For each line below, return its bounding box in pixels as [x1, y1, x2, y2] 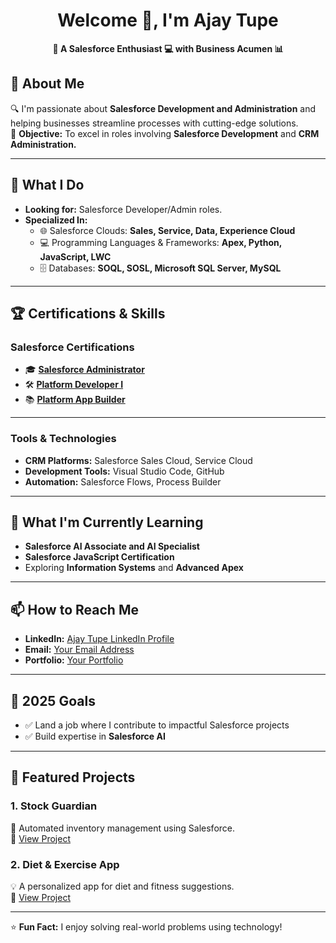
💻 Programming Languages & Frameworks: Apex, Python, [39, 236, 282, 248]
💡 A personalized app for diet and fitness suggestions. [10, 880, 235, 892]
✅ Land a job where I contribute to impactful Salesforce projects [24, 719, 290, 731]
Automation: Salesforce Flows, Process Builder [24, 475, 222, 488]
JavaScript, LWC [39, 250, 112, 263]
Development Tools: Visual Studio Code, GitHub [24, 465, 225, 477]
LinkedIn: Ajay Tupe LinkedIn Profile [24, 633, 175, 645]
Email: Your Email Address [24, 644, 135, 656]
